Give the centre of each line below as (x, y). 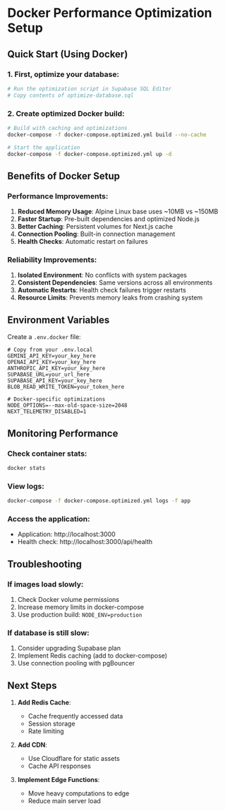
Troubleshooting (45, 564)
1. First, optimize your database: (63, 74)
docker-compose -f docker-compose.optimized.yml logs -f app (99, 501)
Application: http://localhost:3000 (67, 534)
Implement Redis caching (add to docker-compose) (92, 656)
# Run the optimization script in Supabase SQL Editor (90, 89)
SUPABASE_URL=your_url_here (49, 375)
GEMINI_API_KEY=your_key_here (52, 356)
